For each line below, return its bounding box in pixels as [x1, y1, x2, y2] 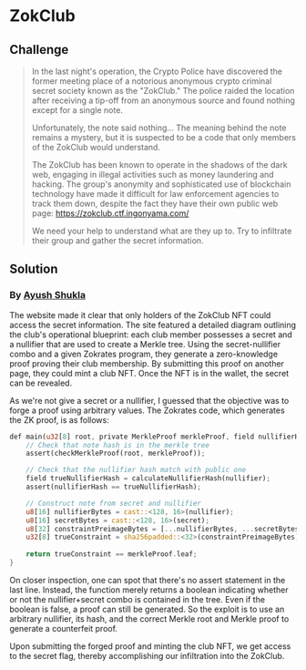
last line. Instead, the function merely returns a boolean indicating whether [9, 584, 289, 595]
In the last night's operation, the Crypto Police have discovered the [31, 66, 282, 77]
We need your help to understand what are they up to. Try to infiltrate [31, 225, 292, 236]
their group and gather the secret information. [31, 235, 204, 246]
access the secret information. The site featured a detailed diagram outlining [9, 319, 297, 330]
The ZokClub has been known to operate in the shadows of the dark [31, 160, 289, 170]
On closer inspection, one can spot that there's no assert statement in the [9, 574, 286, 585]
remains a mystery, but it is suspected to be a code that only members [31, 132, 297, 142]
